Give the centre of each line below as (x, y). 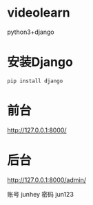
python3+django (31, 32)
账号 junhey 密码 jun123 (41, 194)
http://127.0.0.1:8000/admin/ (47, 180)
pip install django (35, 81)
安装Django (40, 62)
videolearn (39, 13)
